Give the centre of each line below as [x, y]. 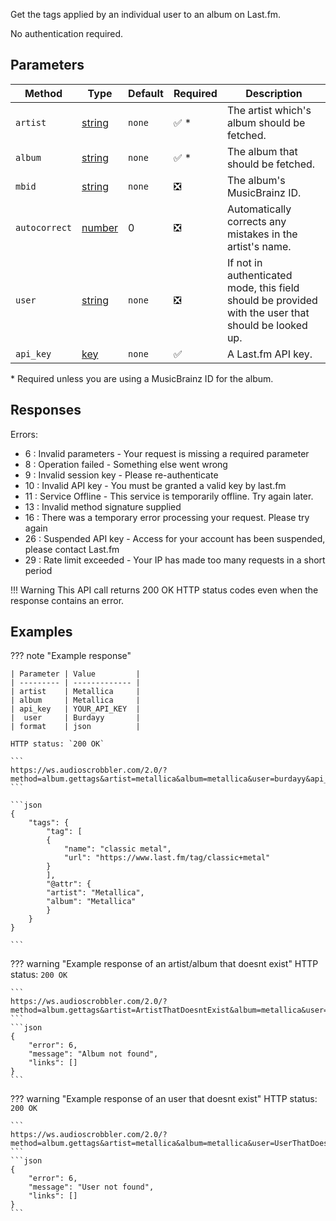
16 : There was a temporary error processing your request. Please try [167, 517]
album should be [266, 122]
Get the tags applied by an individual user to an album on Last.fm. [146, 14]
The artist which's [269, 110]
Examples [41, 632]
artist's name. [259, 246]
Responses [46, 410]
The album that [262, 151]
